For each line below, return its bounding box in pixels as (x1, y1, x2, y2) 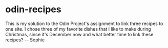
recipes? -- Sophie (5, 37, 45, 43)
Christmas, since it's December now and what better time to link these (5, 31, 154, 37)
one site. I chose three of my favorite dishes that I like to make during (5, 26, 151, 32)
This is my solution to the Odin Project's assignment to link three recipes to (5, 20, 163, 27)
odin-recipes (5, 4, 61, 15)
